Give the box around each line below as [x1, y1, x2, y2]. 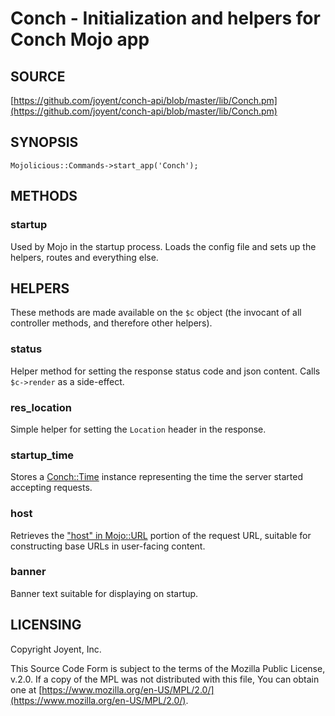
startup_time [10, 448, 75, 462]
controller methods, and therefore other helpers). [10, 317, 213, 329]
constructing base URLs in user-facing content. [10, 540, 206, 552]
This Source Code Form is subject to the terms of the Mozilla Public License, [10, 662, 326, 674]
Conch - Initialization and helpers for [10, 7, 321, 30]
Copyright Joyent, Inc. [10, 643, 102, 655]
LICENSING [10, 617, 82, 634]
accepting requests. [10, 482, 93, 494]
